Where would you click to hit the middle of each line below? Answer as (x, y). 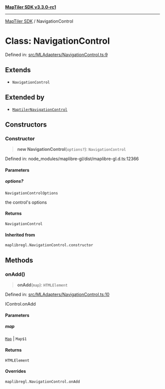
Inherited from (20, 235)
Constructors (26, 125)
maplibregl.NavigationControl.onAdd (42, 382)
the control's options (26, 202)
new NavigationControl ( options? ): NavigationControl (71, 149)
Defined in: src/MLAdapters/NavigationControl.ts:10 (57, 294)
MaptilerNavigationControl (40, 110)
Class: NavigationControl (57, 41)
